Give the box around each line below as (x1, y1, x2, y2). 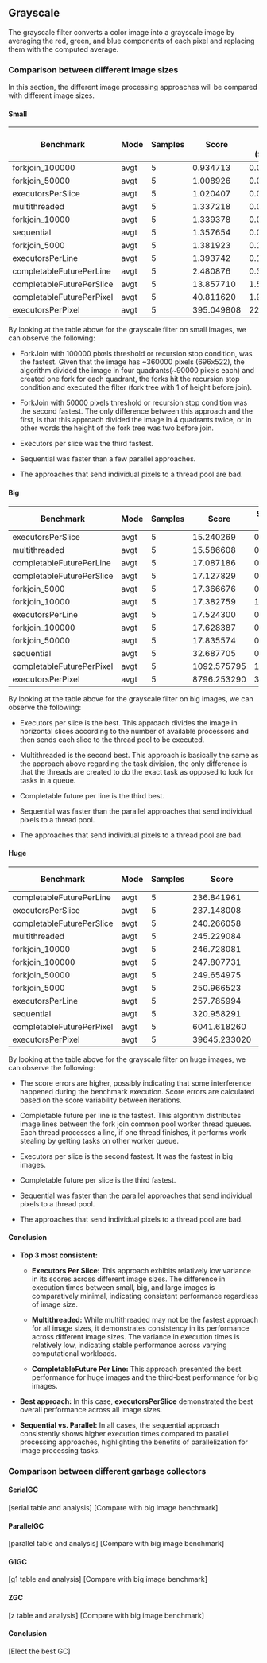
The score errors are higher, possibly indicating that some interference (19, 1078, 252, 1088)
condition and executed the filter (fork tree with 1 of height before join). (19, 383, 253, 392)
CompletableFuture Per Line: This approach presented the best (31, 1364, 242, 1374)
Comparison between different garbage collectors (8, 1465, 207, 1476)
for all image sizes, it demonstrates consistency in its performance (31, 1323, 250, 1333)
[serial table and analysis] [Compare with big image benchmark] (8, 1503, 219, 1513)
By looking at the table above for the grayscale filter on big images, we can (8, 694, 254, 703)
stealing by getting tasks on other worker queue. (19, 1136, 180, 1145)
